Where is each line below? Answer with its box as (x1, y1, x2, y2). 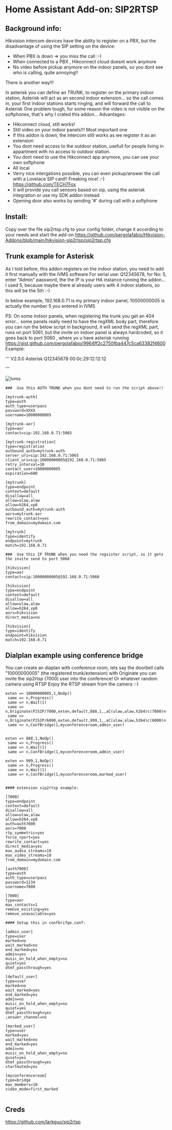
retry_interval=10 (5, 461, 45, 467)
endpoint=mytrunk (5, 538, 42, 543)
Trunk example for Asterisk (5, 252, 94, 261)
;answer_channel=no (5, 1015, 47, 1020)
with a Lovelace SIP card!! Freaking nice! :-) (12, 176, 105, 182)
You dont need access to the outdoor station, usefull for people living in (12, 143, 164, 149)
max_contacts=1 (5, 902, 38, 907)
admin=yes (5, 952, 27, 957)
